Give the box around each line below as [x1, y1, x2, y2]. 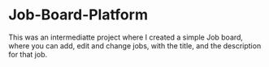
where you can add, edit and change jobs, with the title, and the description [8, 40, 262, 50]
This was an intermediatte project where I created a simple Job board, [8, 32, 244, 42]
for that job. [8, 49, 48, 59]
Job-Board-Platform [8, 6, 149, 24]
